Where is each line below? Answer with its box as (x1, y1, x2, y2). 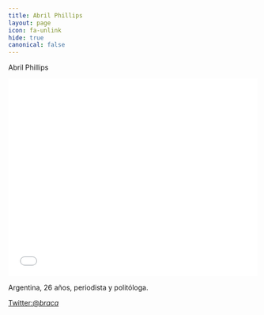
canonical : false (8, 41, 66, 49)
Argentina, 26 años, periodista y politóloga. (8, 283, 149, 293)
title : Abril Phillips (8, 11, 83, 20)
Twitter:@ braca (8, 298, 59, 308)
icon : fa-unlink (8, 26, 62, 34)
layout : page (8, 19, 51, 27)
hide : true (8, 33, 44, 42)
